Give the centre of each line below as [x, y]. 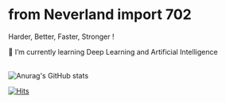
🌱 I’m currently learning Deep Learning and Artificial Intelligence [113, 51]
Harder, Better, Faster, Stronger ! [61, 36]
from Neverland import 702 [100, 15]
